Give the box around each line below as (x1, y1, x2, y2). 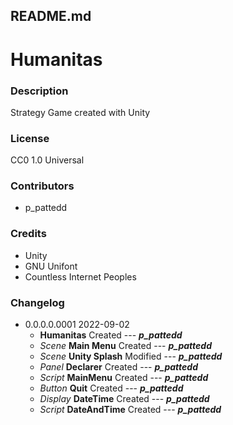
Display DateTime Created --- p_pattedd (39, 393, 210, 405)
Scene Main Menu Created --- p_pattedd (39, 340, 212, 352)
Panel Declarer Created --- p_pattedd (39, 361, 198, 373)
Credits (10, 227, 47, 241)
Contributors (10, 179, 75, 193)
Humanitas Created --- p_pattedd (39, 329, 183, 341)
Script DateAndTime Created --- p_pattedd (39, 404, 222, 416)
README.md (10, 8, 92, 25)
